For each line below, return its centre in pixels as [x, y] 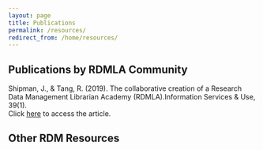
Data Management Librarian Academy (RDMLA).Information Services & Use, [132, 97]
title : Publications [42, 23]
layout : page [30, 15]
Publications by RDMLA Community [98, 69]
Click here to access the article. [60, 114]
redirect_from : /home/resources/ [63, 37]
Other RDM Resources [64, 139]
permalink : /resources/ [47, 30]
